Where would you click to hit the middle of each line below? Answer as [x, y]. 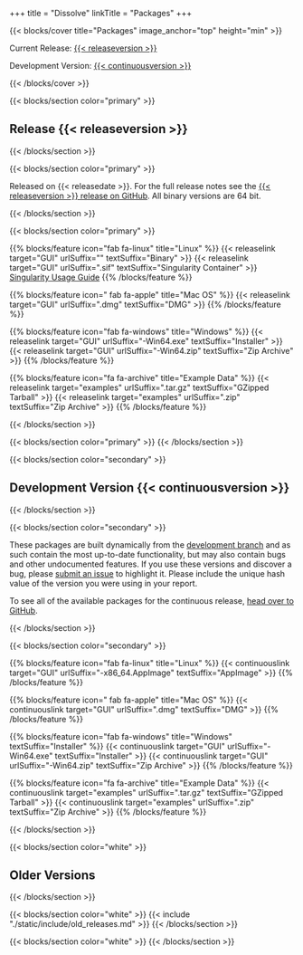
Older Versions [52, 876]
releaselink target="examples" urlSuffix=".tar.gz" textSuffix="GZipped [139, 387]
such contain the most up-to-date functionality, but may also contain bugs [148, 554]
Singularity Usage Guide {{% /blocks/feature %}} [101, 277]
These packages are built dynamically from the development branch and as [150, 544]
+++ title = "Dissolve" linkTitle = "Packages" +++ [101, 13]
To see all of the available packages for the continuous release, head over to [151, 600]
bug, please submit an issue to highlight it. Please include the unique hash [147, 573]
